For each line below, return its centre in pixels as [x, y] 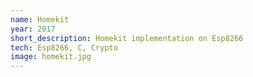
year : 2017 [33, 29]
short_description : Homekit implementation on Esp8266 [127, 38]
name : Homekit [40, 19]
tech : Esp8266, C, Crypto [64, 47]
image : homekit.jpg [51, 57]
